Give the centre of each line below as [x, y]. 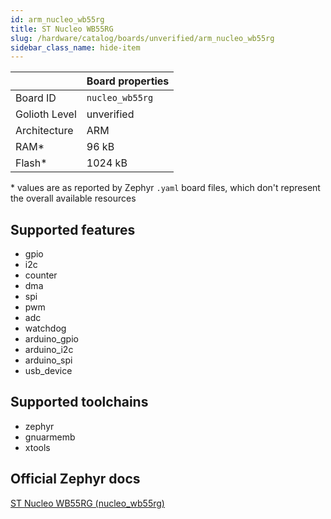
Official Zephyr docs [75, 479]
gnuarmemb [50, 437]
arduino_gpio [51, 339]
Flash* [31, 163]
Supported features [73, 229]
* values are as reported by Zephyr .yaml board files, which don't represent [165, 188]
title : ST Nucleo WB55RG [62, 29]
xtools [37, 447]
